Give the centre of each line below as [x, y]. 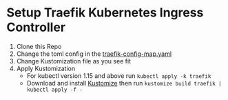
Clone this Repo [39, 46]
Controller [36, 27]
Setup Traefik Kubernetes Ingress [105, 13]
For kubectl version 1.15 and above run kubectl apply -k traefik [119, 76]
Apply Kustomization [46, 68]
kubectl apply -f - [55, 90]
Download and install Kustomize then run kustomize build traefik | [124, 83]
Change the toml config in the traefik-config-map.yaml [94, 54]
